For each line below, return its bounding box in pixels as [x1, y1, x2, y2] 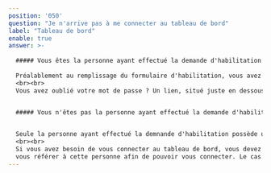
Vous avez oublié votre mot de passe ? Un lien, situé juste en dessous [15, 86, 265, 95]
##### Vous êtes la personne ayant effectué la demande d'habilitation [15, 57, 262, 65]
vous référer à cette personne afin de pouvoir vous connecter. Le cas [15, 152, 262, 161]
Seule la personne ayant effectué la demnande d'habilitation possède [15, 130, 258, 138]
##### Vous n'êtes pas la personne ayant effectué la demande [15, 108, 229, 117]
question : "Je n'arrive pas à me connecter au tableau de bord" [8, 19, 229, 27]
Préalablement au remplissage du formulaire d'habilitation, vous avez [15, 72, 262, 80]
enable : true [8, 34, 52, 43]
